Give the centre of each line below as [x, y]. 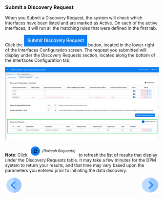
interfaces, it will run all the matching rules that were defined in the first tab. [81, 28]
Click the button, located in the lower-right [80, 45]
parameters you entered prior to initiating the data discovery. [66, 171]
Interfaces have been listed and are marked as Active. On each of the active [81, 23]
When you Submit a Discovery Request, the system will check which [74, 18]
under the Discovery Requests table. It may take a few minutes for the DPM [81, 160]
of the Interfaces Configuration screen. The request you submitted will [76, 50]
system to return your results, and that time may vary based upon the [75, 165]
